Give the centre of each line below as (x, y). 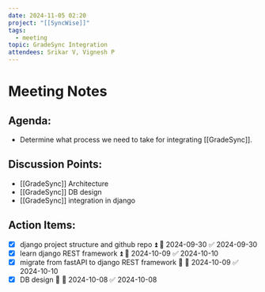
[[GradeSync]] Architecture (64, 184)
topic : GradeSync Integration (58, 45)
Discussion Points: (55, 164)
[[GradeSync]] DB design (61, 192)
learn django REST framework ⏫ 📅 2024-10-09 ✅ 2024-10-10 (119, 253)
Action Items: (42, 225)
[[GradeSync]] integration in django (78, 200)
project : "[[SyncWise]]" (49, 23)
